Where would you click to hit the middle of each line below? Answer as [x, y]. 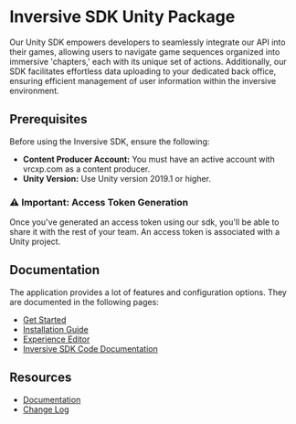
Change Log [46, 409]
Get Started [44, 319]
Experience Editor [56, 339]
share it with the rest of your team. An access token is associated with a [145, 232]
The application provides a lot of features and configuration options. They [148, 292]
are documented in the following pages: [85, 302]
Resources [41, 378]
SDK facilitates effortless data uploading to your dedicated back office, [143, 71]
